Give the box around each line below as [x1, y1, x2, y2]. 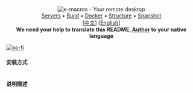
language [89, 32, 113, 39]
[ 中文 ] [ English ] [82, 19, 121, 26]
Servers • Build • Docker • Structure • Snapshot [41, 12, 162, 19]
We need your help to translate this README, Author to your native [16, 26, 187, 33]
